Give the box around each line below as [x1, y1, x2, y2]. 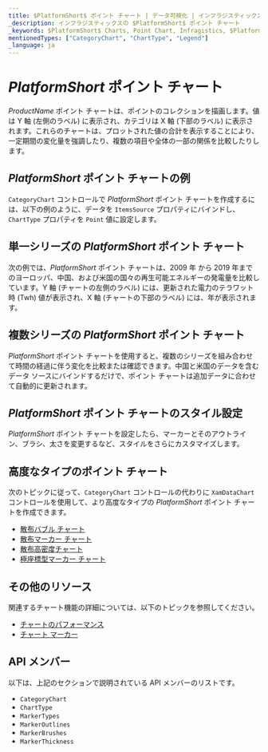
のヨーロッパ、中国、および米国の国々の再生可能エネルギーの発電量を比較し [8, 272, 260, 282]
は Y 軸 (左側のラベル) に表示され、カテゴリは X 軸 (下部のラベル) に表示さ [8, 117, 254, 126]
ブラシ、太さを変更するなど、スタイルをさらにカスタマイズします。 [22, 439, 245, 449]
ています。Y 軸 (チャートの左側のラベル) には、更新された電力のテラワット [8, 283, 254, 292]
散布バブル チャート [19, 524, 85, 534]
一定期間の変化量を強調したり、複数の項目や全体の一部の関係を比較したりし [8, 137, 260, 146]
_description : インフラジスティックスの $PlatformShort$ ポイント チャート [8, 19, 241, 27]
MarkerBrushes [19, 729, 67, 737]
